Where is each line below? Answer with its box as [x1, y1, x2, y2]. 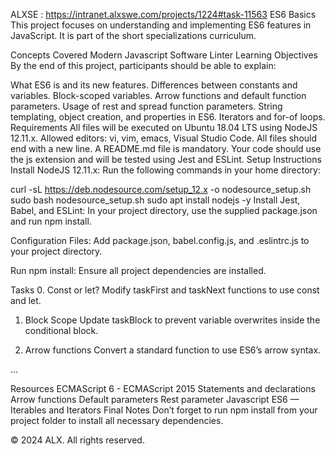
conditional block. [24, 325, 99, 336]
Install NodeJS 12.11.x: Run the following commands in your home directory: [10, 164, 321, 176]
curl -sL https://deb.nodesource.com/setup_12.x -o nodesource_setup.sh [10, 184, 312, 195]
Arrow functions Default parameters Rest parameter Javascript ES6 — [10, 394, 300, 405]
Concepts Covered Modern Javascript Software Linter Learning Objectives [10, 49, 318, 61]
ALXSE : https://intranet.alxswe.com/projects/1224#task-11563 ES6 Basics [10, 9, 317, 20]
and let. [10, 295, 42, 306]
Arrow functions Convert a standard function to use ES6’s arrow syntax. [24, 344, 322, 356]
